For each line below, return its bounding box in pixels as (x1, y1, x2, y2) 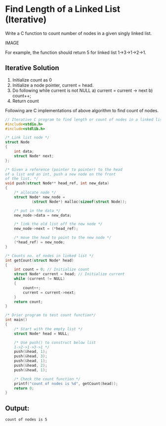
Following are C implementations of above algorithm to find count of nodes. (5, 107, 159, 113)
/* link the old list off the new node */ (14, 221, 103, 227)
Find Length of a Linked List (5, 3, 121, 15)
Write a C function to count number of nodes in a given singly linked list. (5, 30, 152, 36)
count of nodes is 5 (5, 417, 48, 422)
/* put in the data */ (14, 208, 61, 213)
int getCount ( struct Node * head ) (5, 258, 74, 263)
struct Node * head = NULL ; (14, 331, 70, 336)
